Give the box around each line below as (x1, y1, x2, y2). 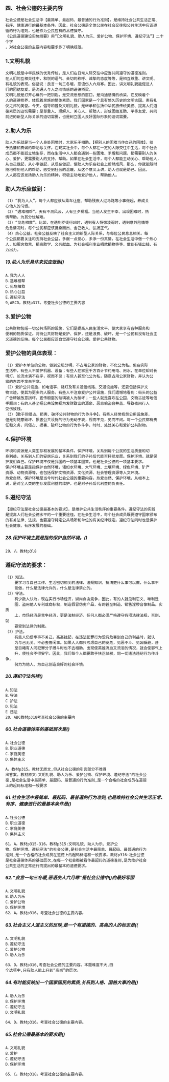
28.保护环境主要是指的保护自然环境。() (5, 535, 88, 541)
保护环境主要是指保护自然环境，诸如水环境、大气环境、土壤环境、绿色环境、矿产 (5, 465, 150, 470)
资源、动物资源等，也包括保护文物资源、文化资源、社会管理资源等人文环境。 (5, 470, 142, 476)
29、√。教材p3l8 (5, 549, 37, 554)
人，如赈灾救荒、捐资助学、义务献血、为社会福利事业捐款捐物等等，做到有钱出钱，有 (5, 242, 157, 247)
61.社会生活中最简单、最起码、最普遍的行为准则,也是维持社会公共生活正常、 (5, 794, 165, 801)
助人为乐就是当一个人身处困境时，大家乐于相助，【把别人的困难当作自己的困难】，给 (5, 140, 154, 145)
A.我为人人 (5, 273, 26, 278)
